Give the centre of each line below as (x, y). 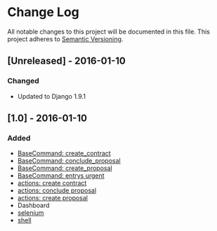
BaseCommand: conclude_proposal (69, 161)
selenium (31, 213)
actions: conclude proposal (57, 190)
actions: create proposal (53, 198)
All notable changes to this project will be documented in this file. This (109, 31)
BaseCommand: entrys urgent (61, 176)
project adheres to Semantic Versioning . (65, 38)
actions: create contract (52, 183)
